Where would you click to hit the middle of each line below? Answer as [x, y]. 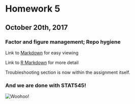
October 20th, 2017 [37, 28]
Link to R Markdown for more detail [42, 62]
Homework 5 [33, 9]
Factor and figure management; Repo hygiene [63, 42]
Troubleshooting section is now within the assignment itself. [68, 72]
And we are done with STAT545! [46, 85]
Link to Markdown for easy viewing [42, 53]
